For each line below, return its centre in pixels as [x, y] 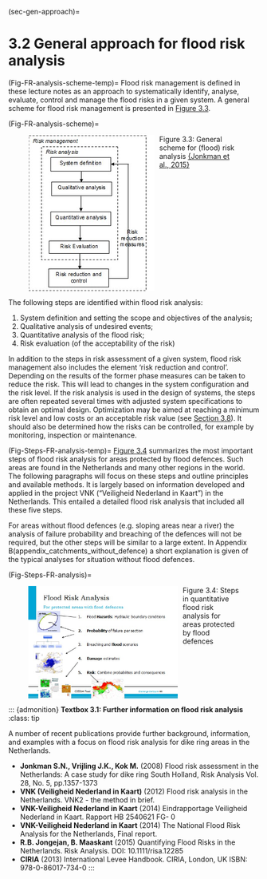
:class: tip [24, 718]
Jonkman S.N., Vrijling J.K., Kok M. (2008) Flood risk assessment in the [139, 766]
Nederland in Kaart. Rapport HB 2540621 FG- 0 [97, 817]
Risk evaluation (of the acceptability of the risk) [97, 343]
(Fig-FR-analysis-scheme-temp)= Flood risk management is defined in [124, 82]
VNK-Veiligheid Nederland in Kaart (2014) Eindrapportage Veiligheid [133, 808]
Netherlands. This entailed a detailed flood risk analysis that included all [126, 501]
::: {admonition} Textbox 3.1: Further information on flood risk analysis [126, 709]
